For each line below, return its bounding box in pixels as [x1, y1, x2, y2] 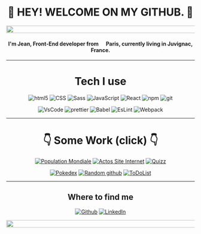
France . [90, 46, 111, 53]
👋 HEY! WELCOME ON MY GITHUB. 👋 [7, 5, 194, 19]
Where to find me [68, 192, 133, 202]
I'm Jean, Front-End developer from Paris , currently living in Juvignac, [8, 40, 193, 47]
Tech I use [74, 75, 127, 89]
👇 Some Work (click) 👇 [42, 134, 159, 147]
